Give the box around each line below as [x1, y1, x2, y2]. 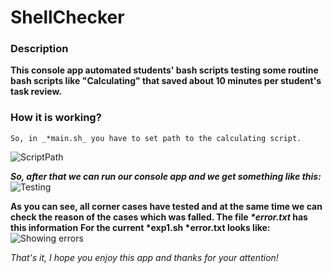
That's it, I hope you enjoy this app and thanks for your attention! [10, 251, 279, 263]
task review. [10, 86, 62, 98]
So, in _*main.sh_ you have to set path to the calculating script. [10, 133, 302, 143]
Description [10, 42, 69, 56]
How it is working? [10, 111, 102, 125]
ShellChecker [10, 6, 125, 29]
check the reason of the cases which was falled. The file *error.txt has [10, 211, 308, 223]
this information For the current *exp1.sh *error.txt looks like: [10, 221, 271, 233]
